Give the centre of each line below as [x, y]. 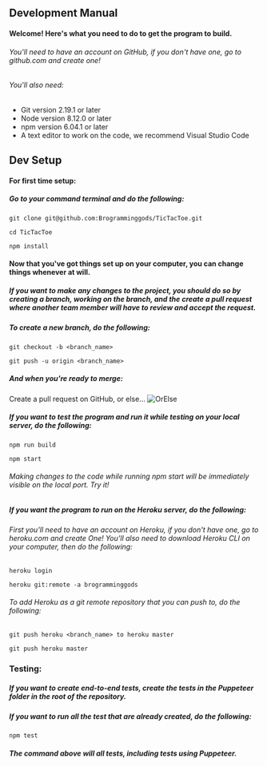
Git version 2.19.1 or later [61, 109]
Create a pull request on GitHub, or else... [78, 399]
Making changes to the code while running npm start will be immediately [129, 476]
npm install [29, 246]
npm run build [33, 445]
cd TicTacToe [31, 232]
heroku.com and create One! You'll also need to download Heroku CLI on [130, 538]
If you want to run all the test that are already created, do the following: [130, 716]
